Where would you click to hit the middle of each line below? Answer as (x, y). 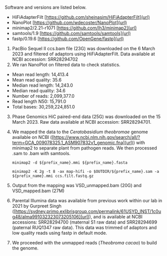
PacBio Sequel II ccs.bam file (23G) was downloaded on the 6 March (83, 48)
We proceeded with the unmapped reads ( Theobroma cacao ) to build (85, 243)
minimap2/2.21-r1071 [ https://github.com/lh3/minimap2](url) (74, 28)
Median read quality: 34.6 (39, 90)
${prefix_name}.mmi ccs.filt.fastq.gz (53, 176)
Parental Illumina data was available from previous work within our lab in (87, 200)
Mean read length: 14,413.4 (40, 75)
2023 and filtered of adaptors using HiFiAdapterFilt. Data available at (83, 54)
